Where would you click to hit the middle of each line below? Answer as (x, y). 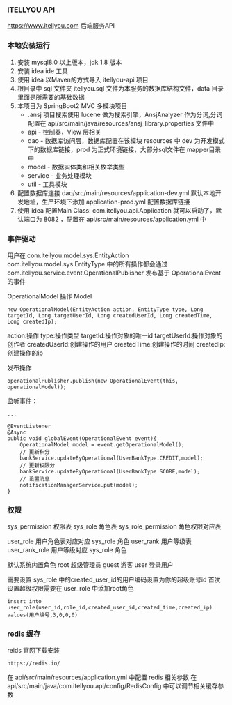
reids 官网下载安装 (34, 651)
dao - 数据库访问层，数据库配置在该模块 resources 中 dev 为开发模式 (126, 140)
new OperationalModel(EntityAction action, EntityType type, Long (105, 309)
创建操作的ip (25, 353)
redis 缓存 (24, 634)
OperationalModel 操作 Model (50, 296)
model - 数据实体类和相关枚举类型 (76, 167)
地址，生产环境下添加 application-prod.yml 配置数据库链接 (107, 202)
